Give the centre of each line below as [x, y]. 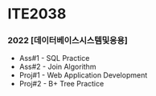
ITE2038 [37, 14]
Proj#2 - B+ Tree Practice [62, 84]
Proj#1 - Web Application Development [83, 75]
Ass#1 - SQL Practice [54, 58]
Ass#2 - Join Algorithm [57, 67]
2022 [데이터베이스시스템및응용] [68, 41]
